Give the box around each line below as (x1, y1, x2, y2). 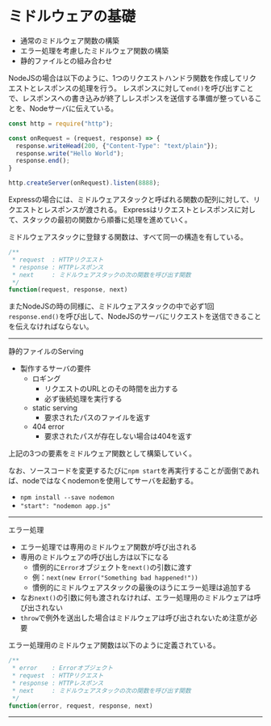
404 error (31, 422, 65, 431)
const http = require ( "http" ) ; (8, 119, 114, 128)
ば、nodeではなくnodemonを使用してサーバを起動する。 (8, 476, 198, 486)
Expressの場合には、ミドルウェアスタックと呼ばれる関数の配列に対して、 (8, 195, 254, 205)
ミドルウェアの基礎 (8, 7, 136, 26)
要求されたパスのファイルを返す (44, 413, 151, 422)
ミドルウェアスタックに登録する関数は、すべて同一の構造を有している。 (8, 232, 248, 242)
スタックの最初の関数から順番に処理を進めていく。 (22, 215, 192, 225)
